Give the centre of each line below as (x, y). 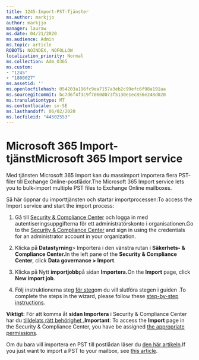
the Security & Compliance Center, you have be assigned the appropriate (96, 327)
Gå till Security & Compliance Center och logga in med (81, 217)
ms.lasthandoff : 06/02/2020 (41, 111)
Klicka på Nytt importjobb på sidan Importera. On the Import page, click (102, 272)
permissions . (22, 333)
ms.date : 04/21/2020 (32, 34)
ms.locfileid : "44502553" (38, 117)
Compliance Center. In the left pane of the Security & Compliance (96, 254)
